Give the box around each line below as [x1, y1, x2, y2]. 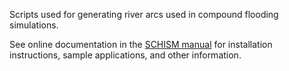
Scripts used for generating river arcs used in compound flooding [9, 9, 279, 20]
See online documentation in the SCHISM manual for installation [9, 39, 273, 50]
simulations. [9, 19, 59, 31]
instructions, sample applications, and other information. [9, 49, 242, 61]
